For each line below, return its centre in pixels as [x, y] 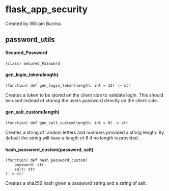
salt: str [25, 170]
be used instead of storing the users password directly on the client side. [82, 100]
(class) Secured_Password [33, 63]
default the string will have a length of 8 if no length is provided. [72, 138]
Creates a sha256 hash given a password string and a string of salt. [76, 183]
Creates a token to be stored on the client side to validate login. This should [84, 95]
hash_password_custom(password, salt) [49, 150]
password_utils [30, 40]
